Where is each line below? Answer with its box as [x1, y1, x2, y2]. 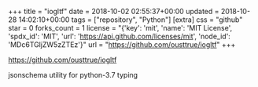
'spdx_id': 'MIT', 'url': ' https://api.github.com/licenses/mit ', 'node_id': [8, 31, 230, 41]
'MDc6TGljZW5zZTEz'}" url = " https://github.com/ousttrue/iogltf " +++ [8, 40, 236, 49]
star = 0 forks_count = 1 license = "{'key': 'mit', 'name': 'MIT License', [8, 24, 233, 32]
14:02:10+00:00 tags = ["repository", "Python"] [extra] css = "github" [18, 15, 243, 24]
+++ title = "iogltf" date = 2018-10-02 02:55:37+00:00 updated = [8, 7, 219, 16]
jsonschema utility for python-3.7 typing [8, 71, 138, 79]
